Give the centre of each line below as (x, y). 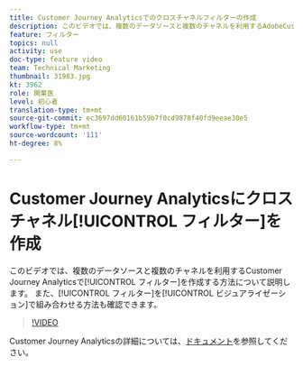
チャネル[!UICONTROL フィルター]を (146, 221)
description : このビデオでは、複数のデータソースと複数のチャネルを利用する (136, 26)
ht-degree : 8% (36, 143)
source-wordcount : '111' (56, 135)
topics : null (34, 43)
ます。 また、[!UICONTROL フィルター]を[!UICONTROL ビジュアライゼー (144, 293)
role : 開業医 (32, 93)
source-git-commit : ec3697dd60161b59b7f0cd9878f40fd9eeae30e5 (129, 118)
